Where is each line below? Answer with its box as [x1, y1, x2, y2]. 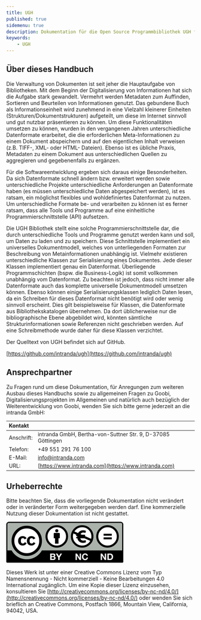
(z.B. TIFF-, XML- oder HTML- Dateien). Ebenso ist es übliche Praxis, [6, 144, 176, 151]
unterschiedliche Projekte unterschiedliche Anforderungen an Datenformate [6, 181, 193, 188]
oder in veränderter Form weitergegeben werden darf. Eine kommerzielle [6, 504, 186, 511]
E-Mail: [8, 454, 28, 461]
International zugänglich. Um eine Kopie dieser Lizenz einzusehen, [6, 582, 170, 589]
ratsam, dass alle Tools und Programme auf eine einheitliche [6, 206, 155, 214]
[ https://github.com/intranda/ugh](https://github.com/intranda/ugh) [6, 350, 172, 357]
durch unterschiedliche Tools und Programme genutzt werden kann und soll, [6, 231, 195, 238]
